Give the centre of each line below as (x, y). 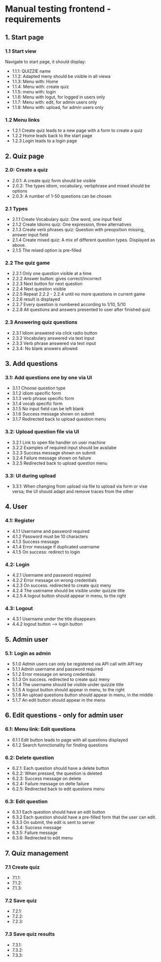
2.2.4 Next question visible (39, 289)
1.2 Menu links (22, 120)
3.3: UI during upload (30, 475)
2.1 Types (17, 209)
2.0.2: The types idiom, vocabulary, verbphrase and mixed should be (81, 185)
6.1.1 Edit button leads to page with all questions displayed (70, 740)
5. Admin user (27, 639)
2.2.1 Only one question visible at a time (52, 273)
